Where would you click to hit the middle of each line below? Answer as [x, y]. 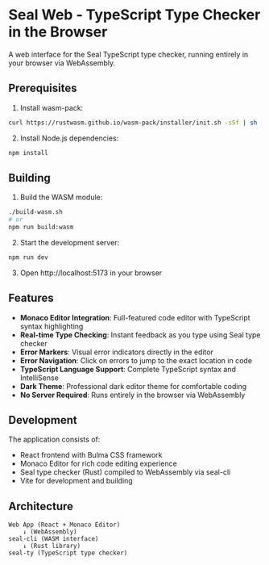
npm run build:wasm [41, 228]
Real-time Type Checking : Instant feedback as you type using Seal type [140, 335]
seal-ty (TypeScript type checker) [68, 553]
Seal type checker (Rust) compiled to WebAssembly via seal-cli [125, 472]
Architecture [41, 506]
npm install [28, 153]
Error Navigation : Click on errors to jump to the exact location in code [136, 360]
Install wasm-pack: [52, 107]
